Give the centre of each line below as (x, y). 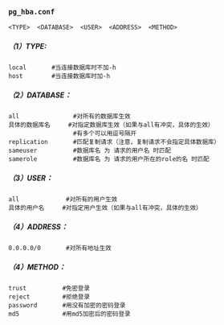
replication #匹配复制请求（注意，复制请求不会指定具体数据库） (114, 142)
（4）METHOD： (37, 267)
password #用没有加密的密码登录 (67, 306)
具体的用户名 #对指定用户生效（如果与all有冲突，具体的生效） (105, 208)
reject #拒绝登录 (49, 297)
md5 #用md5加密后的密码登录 (69, 314)
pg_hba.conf (32, 12)
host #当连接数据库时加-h (59, 76)
